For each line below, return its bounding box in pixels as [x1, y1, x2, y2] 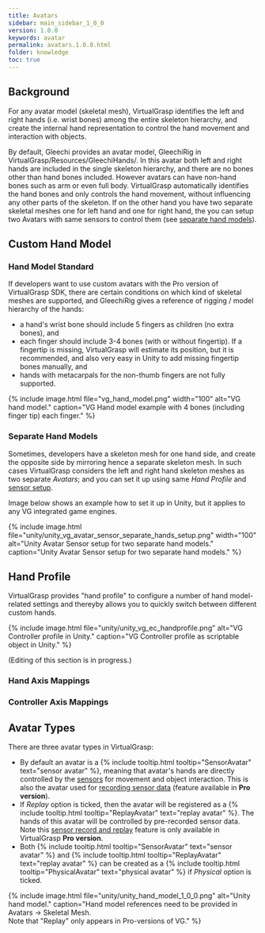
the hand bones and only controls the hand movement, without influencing [8, 189, 251, 198]
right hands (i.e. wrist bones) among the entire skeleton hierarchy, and [8, 114, 237, 124]
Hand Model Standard [8, 261, 94, 272]
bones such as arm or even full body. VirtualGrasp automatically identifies [8, 180, 249, 190]
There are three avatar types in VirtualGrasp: [8, 743, 154, 752]
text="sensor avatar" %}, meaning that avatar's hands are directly [19, 766, 235, 776]
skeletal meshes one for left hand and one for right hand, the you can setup [8, 205, 254, 215]
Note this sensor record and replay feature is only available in [19, 825, 220, 835]
